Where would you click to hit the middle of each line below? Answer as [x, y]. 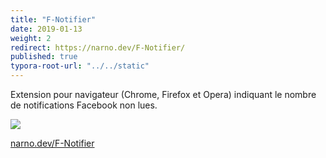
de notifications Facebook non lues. [84, 105]
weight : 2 [31, 38]
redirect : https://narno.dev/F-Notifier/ [98, 47]
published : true [44, 57]
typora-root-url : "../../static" [80, 66]
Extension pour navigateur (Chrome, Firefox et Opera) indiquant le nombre [163, 94]
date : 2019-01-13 [46, 29]
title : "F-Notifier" [53, 19]
